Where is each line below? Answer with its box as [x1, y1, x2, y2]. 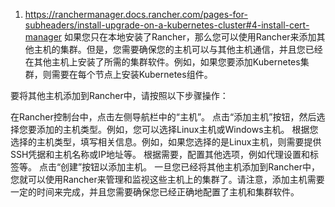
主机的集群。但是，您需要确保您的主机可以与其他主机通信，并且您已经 [33, 44, 323, 55]
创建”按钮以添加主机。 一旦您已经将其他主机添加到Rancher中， [60, 161, 320, 173]
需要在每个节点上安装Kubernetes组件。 [51, 69, 213, 80]
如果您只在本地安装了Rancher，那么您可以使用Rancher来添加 [64, 31, 317, 43]
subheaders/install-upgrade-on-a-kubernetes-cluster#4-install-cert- [24, 19, 310, 31]
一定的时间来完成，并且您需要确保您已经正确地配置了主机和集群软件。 [10, 186, 300, 198]
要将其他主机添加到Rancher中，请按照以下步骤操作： [10, 90, 229, 101]
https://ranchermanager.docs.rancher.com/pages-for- [24, 9, 248, 20]
